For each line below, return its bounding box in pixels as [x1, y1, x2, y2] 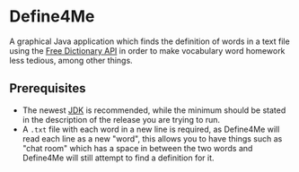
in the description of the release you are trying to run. [22, 114, 221, 125]
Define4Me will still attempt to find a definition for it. [22, 152, 215, 163]
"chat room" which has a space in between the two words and [22, 142, 253, 153]
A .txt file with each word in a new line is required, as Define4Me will [22, 124, 280, 134]
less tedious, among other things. [9, 55, 133, 65]
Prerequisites [9, 81, 86, 96]
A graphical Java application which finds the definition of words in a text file [9, 36, 290, 47]
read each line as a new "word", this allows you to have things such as [22, 133, 283, 144]
